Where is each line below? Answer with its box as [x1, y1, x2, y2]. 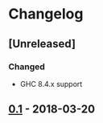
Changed [8, 61, 46, 72]
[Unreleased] [8, 37, 76, 51]
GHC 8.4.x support [19, 79, 83, 88]
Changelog [8, 5, 84, 23]
